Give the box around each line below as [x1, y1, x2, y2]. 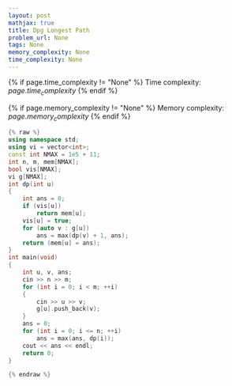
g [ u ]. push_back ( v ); [36, 305, 101, 313]
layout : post [8, 11, 51, 20]
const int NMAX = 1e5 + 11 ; [8, 151, 101, 159]
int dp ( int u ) [8, 180, 55, 188]
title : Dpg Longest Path [8, 26, 90, 34]
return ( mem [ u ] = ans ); [22, 239, 101, 247]
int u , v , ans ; [22, 268, 73, 277]
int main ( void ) [8, 254, 58, 262]
